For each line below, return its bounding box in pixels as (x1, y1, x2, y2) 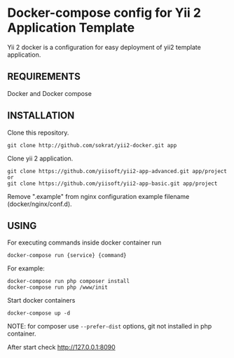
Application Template (7, 20, 135, 36)
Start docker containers (7, 296, 76, 305)
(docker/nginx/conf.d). (7, 200, 72, 208)
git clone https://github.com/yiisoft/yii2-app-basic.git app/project (7, 180, 218, 187)
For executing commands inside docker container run (7, 238, 162, 247)
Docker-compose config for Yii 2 (7, 5, 202, 21)
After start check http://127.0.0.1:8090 (7, 343, 116, 352)
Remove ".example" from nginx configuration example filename (7, 192, 190, 200)
